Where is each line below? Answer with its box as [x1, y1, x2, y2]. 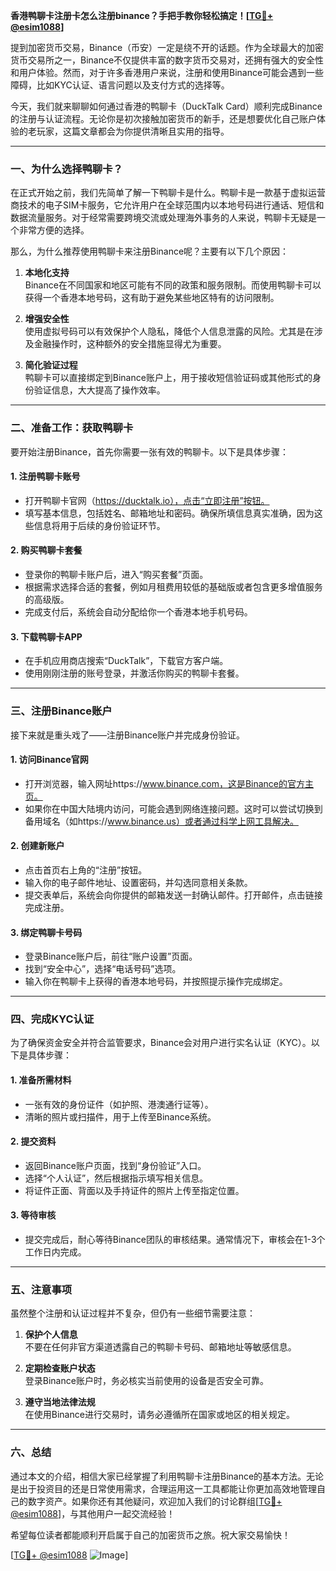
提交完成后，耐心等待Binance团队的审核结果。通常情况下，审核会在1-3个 [24, 1234, 326, 1246]
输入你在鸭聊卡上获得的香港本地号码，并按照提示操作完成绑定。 [24, 975, 288, 988]
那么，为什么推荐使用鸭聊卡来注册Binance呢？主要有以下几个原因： [10, 245, 290, 258]
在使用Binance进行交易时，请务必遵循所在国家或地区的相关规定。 [24, 1409, 295, 1421]
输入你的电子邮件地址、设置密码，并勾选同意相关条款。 [24, 876, 253, 888]
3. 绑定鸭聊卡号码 [10, 926, 83, 938]
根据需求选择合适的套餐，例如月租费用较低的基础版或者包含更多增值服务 [24, 581, 323, 593]
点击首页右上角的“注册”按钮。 [24, 864, 148, 876]
